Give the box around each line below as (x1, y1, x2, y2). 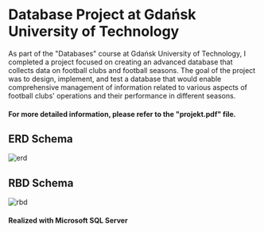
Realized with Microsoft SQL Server (8, 215, 129, 225)
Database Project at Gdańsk (8, 6, 196, 24)
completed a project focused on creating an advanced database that (8, 57, 233, 67)
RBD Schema (8, 176, 74, 190)
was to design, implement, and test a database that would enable (8, 74, 222, 83)
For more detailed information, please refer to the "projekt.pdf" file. (8, 109, 236, 118)
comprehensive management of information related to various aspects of (8, 82, 248, 92)
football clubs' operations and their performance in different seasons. (8, 91, 236, 100)
